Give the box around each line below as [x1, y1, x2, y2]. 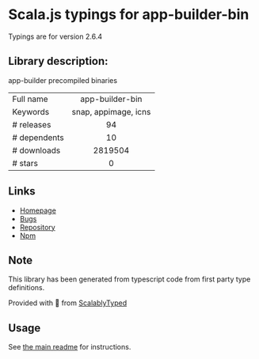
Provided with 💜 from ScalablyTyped [8, 298, 128, 308]
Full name [12, 93, 49, 104]
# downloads [12, 145, 61, 156]
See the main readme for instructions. [8, 342, 131, 352]
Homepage [19, 206, 57, 215]
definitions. [8, 283, 45, 293]
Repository [19, 222, 55, 232]
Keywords [12, 106, 50, 117]
